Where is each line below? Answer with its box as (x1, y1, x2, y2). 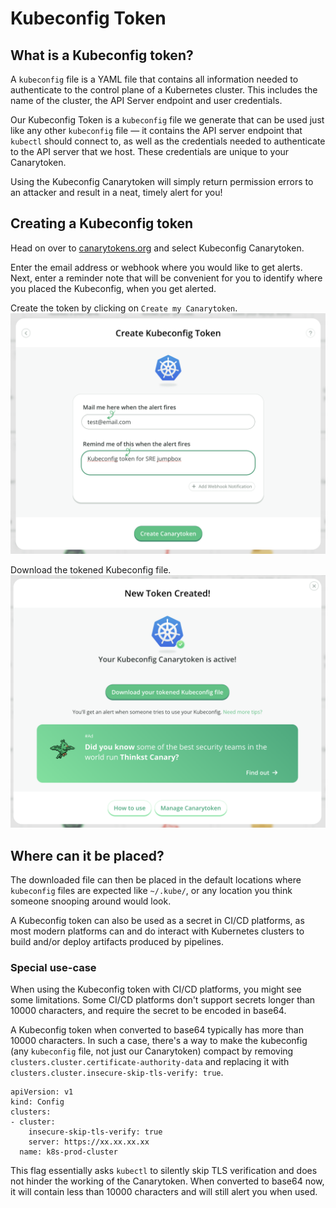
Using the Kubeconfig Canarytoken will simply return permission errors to (10, 176, 314, 187)
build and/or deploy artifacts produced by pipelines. (10, 936, 224, 948)
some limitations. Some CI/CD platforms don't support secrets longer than (10, 994, 316, 1006)
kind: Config (10, 1097, 65, 1107)
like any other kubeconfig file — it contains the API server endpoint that (10, 125, 303, 136)
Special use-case (10, 961, 97, 975)
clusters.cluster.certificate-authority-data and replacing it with (10, 1056, 290, 1068)
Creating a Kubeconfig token (10, 215, 193, 232)
